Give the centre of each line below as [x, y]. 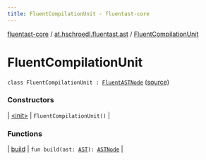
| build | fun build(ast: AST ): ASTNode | [65, 149]
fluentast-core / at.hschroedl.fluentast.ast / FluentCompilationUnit [103, 34]
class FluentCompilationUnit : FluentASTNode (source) [89, 82]
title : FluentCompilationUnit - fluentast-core [79, 14]
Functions [25, 133]
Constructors [31, 100]
